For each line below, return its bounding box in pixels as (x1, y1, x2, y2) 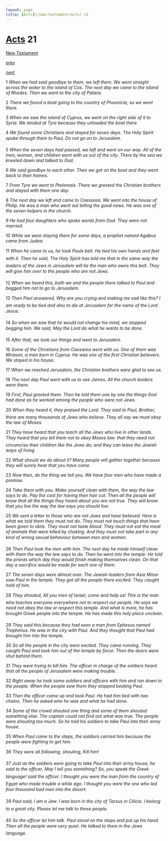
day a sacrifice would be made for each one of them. (5, 562, 116, 568)
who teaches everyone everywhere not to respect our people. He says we (5, 600, 158, 606)
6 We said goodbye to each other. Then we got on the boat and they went (5, 167, 158, 173)
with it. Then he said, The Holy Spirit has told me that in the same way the (5, 255, 158, 261)
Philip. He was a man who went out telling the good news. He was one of (5, 202, 156, 208)
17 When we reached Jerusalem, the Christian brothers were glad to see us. (5, 367, 162, 373)
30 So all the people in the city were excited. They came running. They (5, 642, 151, 649)
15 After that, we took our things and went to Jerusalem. (5, 337, 122, 343)
